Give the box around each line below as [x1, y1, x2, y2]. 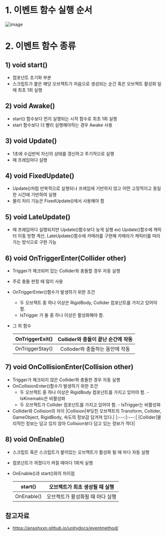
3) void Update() [5, 137, 57, 145]
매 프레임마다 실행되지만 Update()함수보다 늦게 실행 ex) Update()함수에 [12, 227, 153, 233]
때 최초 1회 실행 [12, 87, 42, 93]
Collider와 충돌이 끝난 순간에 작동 [57, 336, 133, 343]
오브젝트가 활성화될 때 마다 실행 [46, 493, 117, 500]
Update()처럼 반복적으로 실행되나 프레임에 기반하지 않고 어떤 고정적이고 [12, 185, 152, 191]
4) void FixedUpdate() [5, 171, 75, 180]
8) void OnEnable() [5, 435, 65, 444]
